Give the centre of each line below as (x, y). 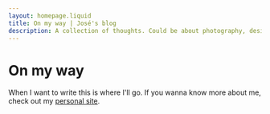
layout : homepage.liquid (50, 16)
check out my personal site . (54, 101)
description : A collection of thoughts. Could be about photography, (127, 31)
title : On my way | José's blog (62, 23)
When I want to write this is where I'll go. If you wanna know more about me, (135, 92)
